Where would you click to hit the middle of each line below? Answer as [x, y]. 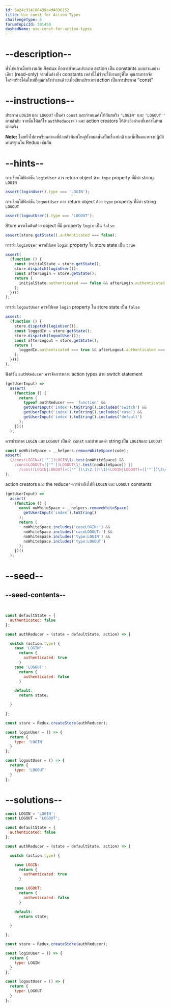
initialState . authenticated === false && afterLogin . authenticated [92, 283]
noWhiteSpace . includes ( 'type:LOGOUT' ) [65, 541]
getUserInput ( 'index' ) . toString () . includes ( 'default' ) [83, 417]
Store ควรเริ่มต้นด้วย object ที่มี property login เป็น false [60, 225]
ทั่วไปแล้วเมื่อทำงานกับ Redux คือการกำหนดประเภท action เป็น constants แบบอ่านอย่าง [83, 68]
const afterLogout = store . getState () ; [57, 340]
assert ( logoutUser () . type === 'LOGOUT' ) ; [50, 216]
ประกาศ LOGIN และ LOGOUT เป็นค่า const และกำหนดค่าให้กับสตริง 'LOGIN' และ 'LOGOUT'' [85, 115]
